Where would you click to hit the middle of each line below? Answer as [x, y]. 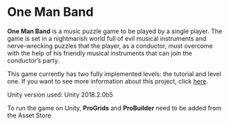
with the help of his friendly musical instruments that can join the [100, 53]
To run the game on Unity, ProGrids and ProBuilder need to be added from [114, 108]
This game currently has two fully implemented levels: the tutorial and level [114, 74]
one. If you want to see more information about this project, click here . [108, 81]
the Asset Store [29, 115]
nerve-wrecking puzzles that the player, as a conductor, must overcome [110, 46]
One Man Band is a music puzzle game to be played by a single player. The [115, 31]
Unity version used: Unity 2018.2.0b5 [60, 95]
